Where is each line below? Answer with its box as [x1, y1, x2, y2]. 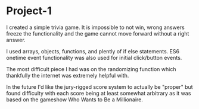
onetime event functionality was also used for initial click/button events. [6, 54, 182, 61]
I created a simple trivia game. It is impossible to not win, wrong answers [6, 24, 185, 31]
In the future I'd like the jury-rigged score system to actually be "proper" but [6, 83, 193, 90]
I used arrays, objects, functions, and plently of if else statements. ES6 [6, 47, 180, 54]
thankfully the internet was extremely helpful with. [6, 72, 129, 79]
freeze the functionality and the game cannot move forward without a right [6, 30, 189, 37]
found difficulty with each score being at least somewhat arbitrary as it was [6, 89, 191, 97]
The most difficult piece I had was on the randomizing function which [6, 65, 176, 72]
